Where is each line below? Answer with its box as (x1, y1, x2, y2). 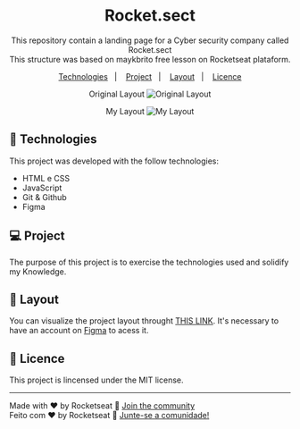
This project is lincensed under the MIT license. (9, 374, 184, 385)
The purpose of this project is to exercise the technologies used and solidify (9, 257, 289, 267)
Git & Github (21, 191, 67, 202)
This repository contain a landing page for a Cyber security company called (11, 35, 289, 46)
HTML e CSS (21, 172, 71, 183)
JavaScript (21, 182, 62, 193)
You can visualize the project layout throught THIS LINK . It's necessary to (9, 315, 279, 326)
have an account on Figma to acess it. (9, 325, 149, 336)
